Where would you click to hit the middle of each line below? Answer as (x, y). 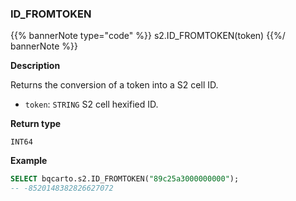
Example (29, 161)
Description (35, 66)
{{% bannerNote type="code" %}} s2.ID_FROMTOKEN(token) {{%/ (148, 36)
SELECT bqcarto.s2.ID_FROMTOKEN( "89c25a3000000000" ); (125, 179)
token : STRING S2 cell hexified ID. (91, 104)
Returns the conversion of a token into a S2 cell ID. (114, 85)
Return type (36, 124)
